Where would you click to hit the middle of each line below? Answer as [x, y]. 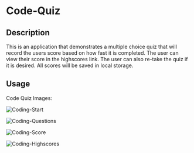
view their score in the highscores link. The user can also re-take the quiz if [97, 59]
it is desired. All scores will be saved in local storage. [70, 65]
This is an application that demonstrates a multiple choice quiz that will [92, 46]
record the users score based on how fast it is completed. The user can [92, 53]
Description [28, 33]
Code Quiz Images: [29, 98]
